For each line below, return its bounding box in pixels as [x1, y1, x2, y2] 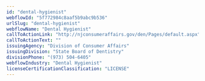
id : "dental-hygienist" [6, 9, 67, 15]
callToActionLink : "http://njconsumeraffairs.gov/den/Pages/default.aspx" [6, 32, 201, 38]
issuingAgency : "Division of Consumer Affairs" [6, 43, 130, 49]
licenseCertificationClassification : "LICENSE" [6, 65, 130, 72]
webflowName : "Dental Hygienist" [6, 26, 92, 32]
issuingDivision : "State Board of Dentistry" [6, 49, 124, 55]
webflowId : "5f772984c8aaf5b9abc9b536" [6, 15, 108, 21]
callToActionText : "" [6, 37, 62, 43]
